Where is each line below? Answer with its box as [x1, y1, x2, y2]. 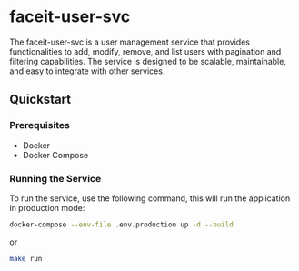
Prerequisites [9, 119, 70, 132]
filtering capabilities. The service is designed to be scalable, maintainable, [9, 55, 286, 66]
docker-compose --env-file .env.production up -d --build [9, 220, 234, 229]
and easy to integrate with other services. [9, 65, 165, 76]
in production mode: [9, 202, 85, 213]
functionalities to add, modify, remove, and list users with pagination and [9, 45, 282, 56]
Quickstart [9, 92, 72, 107]
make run [9, 254, 43, 263]
